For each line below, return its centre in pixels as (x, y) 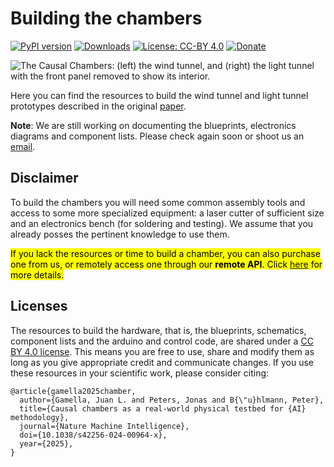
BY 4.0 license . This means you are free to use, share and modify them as (162, 351)
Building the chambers (106, 18)
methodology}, (40, 417)
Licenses (39, 306)
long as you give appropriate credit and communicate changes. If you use (162, 362)
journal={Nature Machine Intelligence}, (104, 426)
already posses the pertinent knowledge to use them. (120, 234)
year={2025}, (46, 443)
